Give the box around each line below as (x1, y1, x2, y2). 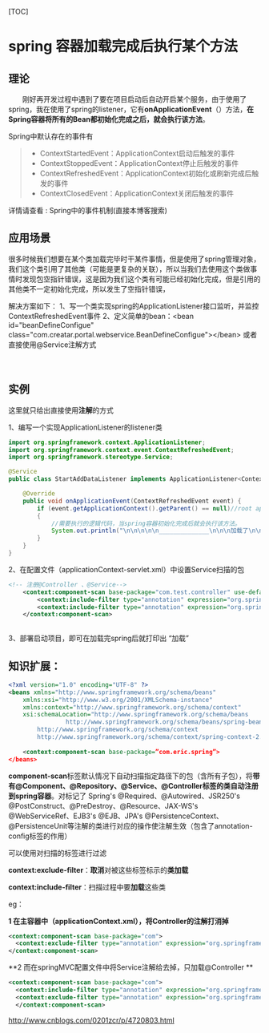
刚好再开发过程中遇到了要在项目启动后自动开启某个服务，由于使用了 (22, 95, 247, 103)
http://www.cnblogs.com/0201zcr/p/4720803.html (8, 1015, 175, 1025)
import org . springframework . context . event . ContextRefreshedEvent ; (8, 446, 235, 454)
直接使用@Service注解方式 (8, 340, 97, 349)
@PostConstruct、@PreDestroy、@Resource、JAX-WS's (8, 801, 199, 810)
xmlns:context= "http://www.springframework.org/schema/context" (22, 703, 242, 712)
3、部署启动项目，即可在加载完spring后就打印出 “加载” (8, 633, 190, 644)
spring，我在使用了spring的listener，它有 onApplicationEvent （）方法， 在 (8, 104, 255, 114)
